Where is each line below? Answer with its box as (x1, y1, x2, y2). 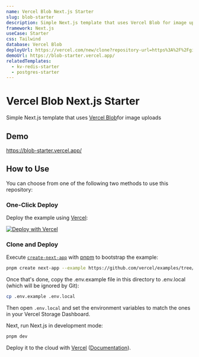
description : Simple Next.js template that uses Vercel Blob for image (6, 20, 187, 25)
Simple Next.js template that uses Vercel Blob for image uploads (6, 114, 162, 121)
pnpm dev (6, 333, 28, 340)
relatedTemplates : (6, 58, 52, 64)
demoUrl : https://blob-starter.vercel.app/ (6, 53, 115, 59)
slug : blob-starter (6, 14, 54, 20)
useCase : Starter (6, 31, 49, 37)
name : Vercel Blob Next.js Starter (6, 8, 94, 15)
